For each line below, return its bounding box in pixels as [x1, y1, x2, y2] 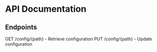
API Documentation [5, 3, 87, 15]
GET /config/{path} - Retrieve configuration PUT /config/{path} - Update [5, 36, 153, 42]
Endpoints [5, 23, 37, 31]
